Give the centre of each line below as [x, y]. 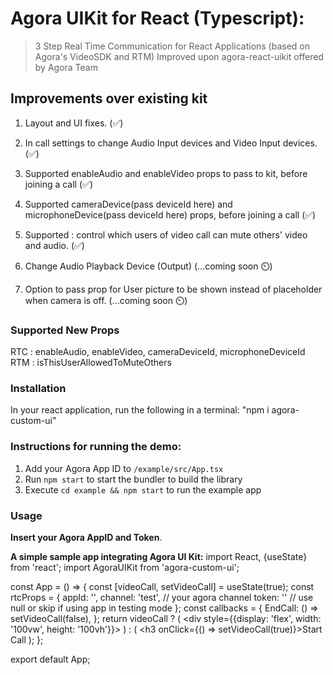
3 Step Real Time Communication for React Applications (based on [172, 46]
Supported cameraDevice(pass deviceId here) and [128, 204]
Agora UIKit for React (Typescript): [157, 18]
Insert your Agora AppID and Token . [86, 537]
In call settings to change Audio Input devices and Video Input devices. [171, 143]
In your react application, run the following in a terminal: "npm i [140, 410]
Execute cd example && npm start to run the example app [143, 489]
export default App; [50, 659]
